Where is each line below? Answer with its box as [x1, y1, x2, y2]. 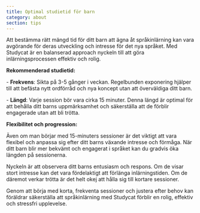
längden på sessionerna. [6, 151, 67, 159]
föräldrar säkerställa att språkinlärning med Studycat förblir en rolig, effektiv [6, 194, 193, 201]
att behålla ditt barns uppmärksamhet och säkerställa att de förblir [6, 103, 169, 110]
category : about [6, 14, 47, 20]
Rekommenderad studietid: [6, 67, 76, 74]
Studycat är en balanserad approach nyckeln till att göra [6, 49, 145, 56]
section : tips [6, 20, 42, 26]
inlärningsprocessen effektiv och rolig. [6, 55, 101, 63]
